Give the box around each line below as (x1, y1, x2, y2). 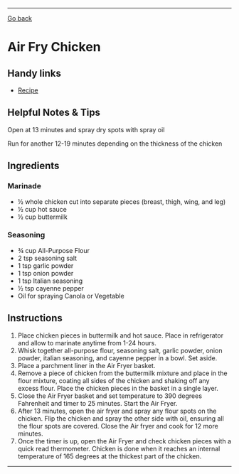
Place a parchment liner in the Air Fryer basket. (17, 361, 156, 370)
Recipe (17, 86, 38, 95)
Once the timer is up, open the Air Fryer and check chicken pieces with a (17, 436, 232, 445)
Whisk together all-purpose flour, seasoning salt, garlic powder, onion (17, 346, 223, 355)
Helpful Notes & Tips (7, 107, 101, 119)
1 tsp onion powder (17, 269, 74, 277)
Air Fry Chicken (7, 39, 101, 55)
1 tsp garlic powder (17, 261, 74, 270)
